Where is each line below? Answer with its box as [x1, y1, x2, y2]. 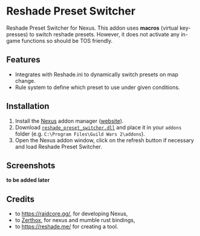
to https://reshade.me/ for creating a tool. [15, 223, 118, 231]
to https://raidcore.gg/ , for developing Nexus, [15, 210, 128, 217]
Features [6, 54, 40, 65]
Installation [6, 101, 50, 111]
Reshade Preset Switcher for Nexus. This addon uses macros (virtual [6, 24, 178, 31]
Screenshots [6, 160, 56, 171]
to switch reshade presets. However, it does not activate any [29, 30, 180, 38]
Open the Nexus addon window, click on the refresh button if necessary [15, 136, 195, 143]
